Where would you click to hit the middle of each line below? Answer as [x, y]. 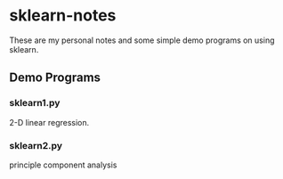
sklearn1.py [35, 103]
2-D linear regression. [49, 122]
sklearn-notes [63, 16]
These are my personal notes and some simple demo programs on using [142, 40]
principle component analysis [63, 165]
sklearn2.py [36, 145]
